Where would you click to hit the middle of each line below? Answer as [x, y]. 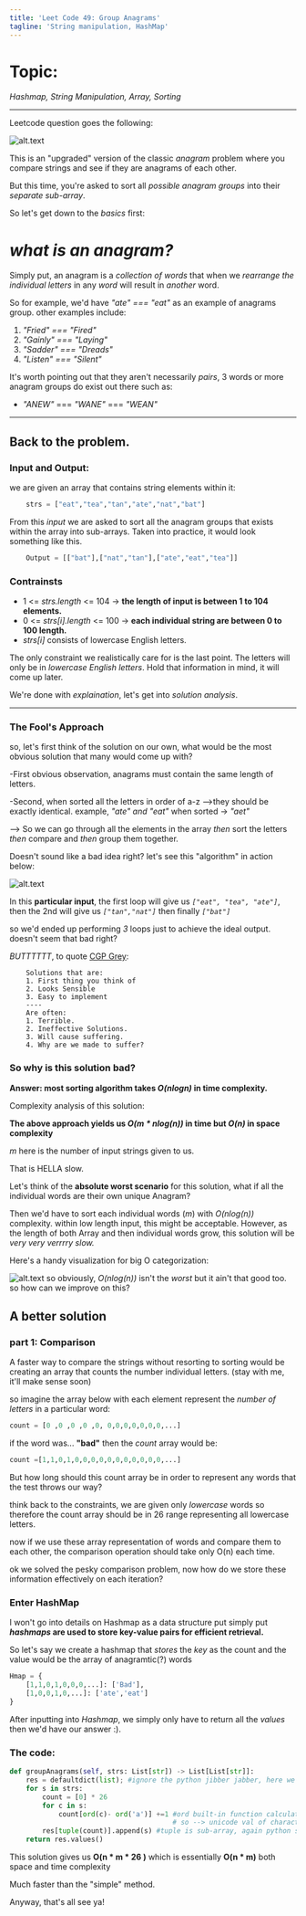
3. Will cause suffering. [75, 1037]
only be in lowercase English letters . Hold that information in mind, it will [144, 668]
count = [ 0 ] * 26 [75, 1797]
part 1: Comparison [52, 1342]
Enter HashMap [45, 1603]
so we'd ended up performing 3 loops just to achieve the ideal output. [140, 929]
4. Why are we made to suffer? [85, 1045]
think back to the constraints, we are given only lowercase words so [137, 1505]
